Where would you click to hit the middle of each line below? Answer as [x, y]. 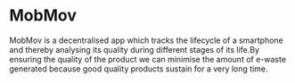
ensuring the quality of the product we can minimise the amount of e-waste [148, 59]
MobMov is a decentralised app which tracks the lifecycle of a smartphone [146, 40]
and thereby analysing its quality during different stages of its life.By [135, 49]
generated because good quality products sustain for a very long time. [139, 69]
